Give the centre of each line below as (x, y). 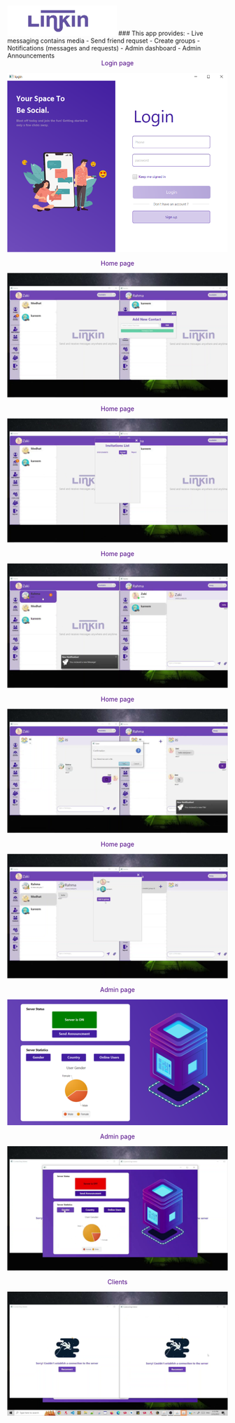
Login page (117, 63)
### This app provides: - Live (161, 33)
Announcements (31, 55)
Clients (117, 1281)
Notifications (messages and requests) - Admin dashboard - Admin (104, 48)
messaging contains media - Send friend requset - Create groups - (104, 41)
